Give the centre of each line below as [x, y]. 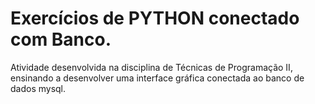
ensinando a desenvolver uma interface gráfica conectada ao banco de [157, 78]
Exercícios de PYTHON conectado [155, 18]
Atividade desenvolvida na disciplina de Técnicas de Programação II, [151, 67]
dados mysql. [38, 88]
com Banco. [61, 39]
